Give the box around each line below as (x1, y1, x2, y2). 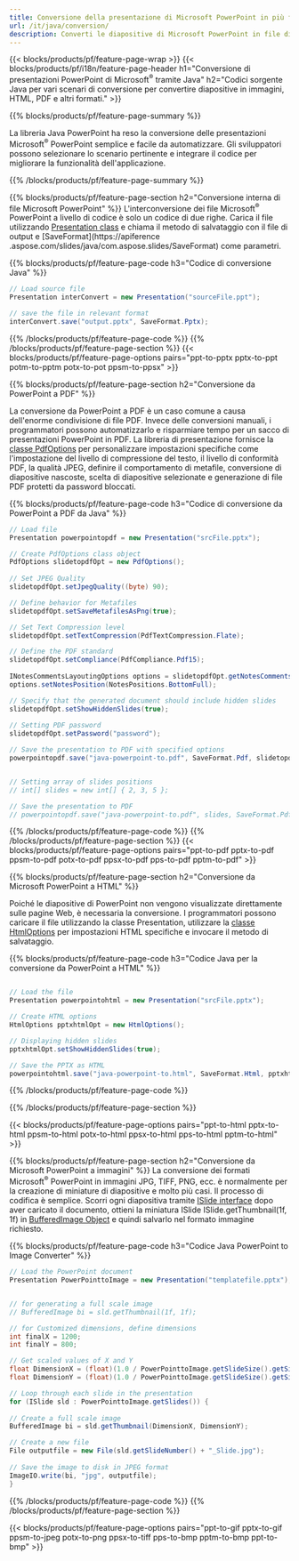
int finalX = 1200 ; (9, 1332, 82, 1341)
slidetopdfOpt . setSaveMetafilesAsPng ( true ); (9, 607, 177, 616)
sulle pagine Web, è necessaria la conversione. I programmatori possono (9, 908, 277, 919)
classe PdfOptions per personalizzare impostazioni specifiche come (9, 443, 260, 454)
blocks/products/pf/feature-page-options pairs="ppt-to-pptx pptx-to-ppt (9, 352, 279, 363)
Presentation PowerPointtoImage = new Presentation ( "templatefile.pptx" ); (9, 1275, 293, 1284)
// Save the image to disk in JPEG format (9, 1462, 169, 1472)
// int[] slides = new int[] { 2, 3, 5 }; (9, 785, 169, 794)
